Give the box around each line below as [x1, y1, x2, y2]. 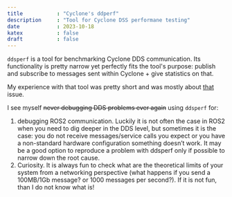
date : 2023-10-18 [7, 23, 95, 30]
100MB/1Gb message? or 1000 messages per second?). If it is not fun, [17, 176, 217, 184]
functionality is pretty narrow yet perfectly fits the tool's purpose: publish [7, 62, 216, 71]
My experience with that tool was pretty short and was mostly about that [7, 83, 215, 91]
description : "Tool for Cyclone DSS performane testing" [7, 17, 190, 24]
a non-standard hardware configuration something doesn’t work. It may [17, 139, 222, 147]
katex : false [7, 29, 79, 37]
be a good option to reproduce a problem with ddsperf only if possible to [17, 147, 225, 155]
